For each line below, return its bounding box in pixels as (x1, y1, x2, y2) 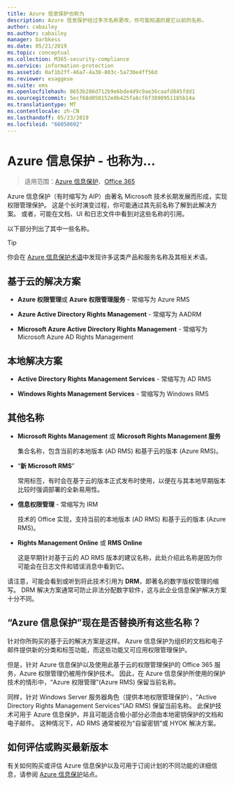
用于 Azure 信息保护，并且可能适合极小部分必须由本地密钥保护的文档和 (19, 710, 224, 719)
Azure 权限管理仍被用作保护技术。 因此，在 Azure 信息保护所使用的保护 (19, 669, 226, 677)
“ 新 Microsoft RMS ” (17, 461, 75, 470)
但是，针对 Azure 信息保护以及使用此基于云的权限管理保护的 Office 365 (7, 660, 213, 668)
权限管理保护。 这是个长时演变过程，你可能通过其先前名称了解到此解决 (7, 201, 211, 210)
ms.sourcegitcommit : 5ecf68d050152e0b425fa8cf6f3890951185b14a (7, 95, 196, 102)
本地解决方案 (7, 354, 63, 367)
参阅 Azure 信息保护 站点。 (25, 770, 101, 778)
